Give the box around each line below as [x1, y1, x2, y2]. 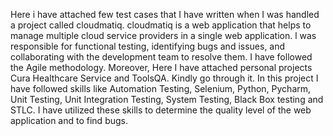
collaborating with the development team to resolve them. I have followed [10, 51, 313, 63]
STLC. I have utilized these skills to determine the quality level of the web [10, 104, 312, 116]
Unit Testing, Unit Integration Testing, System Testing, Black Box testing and [10, 94, 324, 105]
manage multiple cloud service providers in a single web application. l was [10, 30, 317, 41]
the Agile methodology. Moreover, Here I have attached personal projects [10, 62, 313, 73]
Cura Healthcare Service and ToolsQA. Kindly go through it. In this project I [10, 72, 319, 84]
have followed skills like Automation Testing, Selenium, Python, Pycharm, [10, 83, 312, 94]
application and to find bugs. [10, 115, 128, 126]
